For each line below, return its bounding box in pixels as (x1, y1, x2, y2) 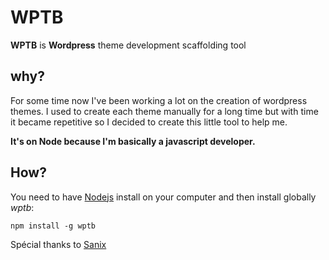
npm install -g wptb (10, 221, 97, 231)
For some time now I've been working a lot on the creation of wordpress (10, 94, 308, 106)
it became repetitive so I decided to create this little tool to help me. (10, 116, 288, 128)
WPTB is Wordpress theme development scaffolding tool (10, 39, 247, 51)
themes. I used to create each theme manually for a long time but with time (10, 105, 319, 117)
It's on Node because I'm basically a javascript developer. (10, 135, 256, 147)
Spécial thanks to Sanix (10, 238, 107, 250)
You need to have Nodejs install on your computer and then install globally (10, 191, 317, 203)
